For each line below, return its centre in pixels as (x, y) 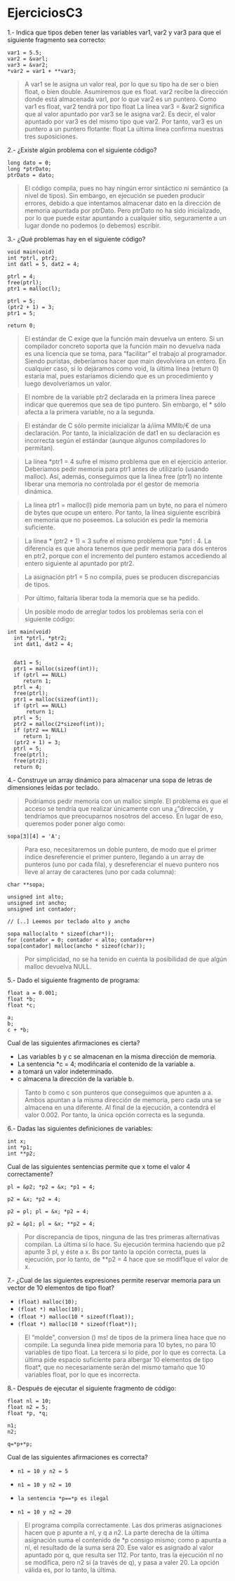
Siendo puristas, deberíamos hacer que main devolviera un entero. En (125, 361)
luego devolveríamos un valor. (68, 383)
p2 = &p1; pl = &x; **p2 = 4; (52, 1224)
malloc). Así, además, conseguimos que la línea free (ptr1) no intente (123, 476)
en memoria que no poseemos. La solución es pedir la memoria (116, 520)
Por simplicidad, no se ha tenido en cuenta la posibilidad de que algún (126, 959)
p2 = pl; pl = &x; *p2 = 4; (48, 1211)
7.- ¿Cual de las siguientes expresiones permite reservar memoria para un (114, 1280)
